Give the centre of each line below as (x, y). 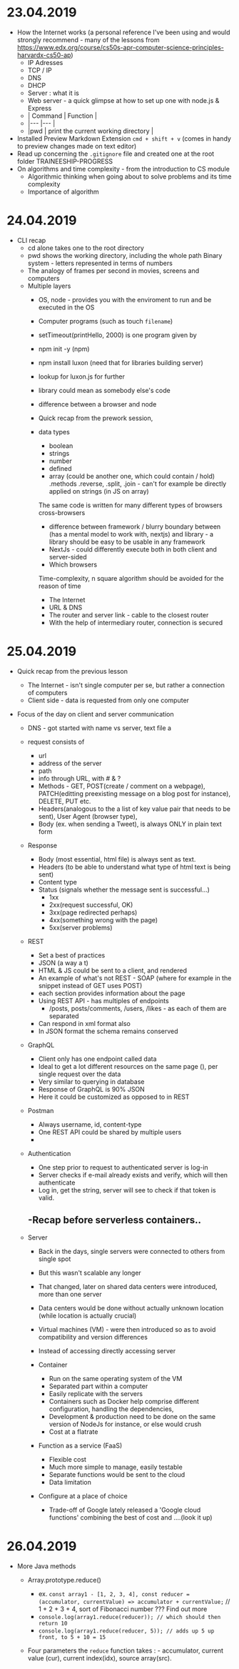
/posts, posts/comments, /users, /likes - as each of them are (138, 1008)
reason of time (60, 586)
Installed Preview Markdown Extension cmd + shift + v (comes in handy (124, 138)
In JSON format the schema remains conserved (108, 1031)
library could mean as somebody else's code (104, 390)
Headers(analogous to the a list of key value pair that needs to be (134, 809)
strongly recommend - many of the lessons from (88, 39)
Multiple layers (49, 286)
